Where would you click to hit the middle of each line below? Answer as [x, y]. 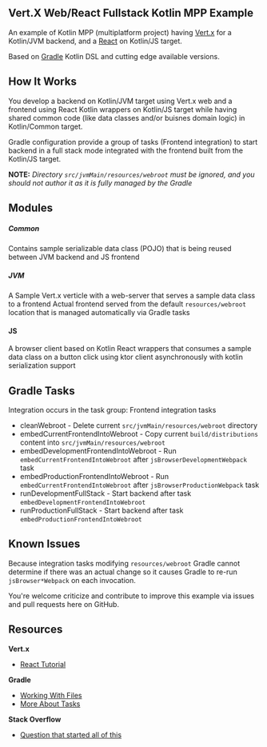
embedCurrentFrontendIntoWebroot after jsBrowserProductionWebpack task [139, 485]
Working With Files [51, 695]
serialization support [42, 366]
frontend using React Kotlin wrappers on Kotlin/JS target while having [123, 109]
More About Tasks [50, 704]
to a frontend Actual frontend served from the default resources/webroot [127, 304]
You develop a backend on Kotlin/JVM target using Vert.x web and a [120, 101]
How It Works [43, 82]
